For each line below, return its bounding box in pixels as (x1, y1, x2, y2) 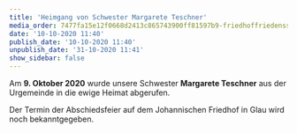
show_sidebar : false (9, 54, 86, 63)
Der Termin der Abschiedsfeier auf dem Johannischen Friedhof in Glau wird (9, 105, 285, 115)
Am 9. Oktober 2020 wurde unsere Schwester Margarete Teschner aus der (9, 78, 287, 88)
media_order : (9, 21, 57, 30)
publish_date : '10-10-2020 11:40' (9, 37, 137, 47)
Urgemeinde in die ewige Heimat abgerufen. (9, 87, 171, 98)
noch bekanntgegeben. (9, 114, 95, 124)
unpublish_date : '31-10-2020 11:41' (9, 46, 144, 55)
